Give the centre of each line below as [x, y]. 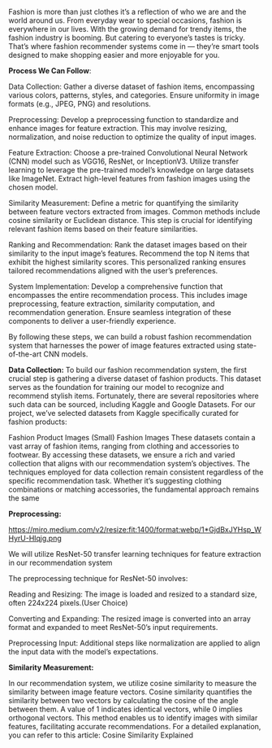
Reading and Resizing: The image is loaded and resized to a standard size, [133, 594]
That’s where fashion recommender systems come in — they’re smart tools [134, 46]
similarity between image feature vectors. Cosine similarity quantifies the [130, 692]
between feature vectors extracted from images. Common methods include [134, 212]
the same [24, 498]
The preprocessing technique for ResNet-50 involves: [98, 578]
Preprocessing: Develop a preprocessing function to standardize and [124, 120]
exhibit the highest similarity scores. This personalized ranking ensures [127, 262]
